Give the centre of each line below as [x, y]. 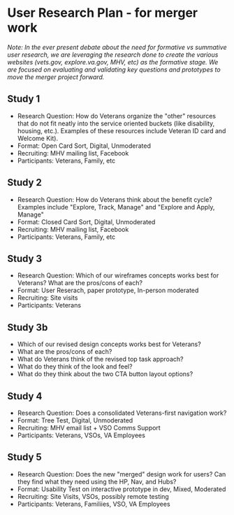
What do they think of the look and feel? [75, 366]
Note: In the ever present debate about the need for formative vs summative [117, 47]
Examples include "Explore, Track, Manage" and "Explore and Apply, [116, 207]
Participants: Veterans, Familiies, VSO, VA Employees [94, 504]
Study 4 [25, 396]
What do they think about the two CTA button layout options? [105, 374]
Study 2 [24, 183]
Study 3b [28, 327]
